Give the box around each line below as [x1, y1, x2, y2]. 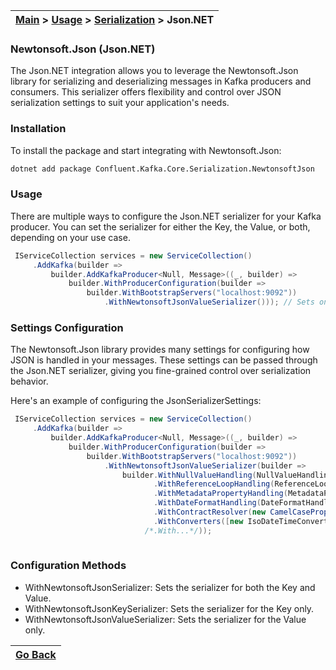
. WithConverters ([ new [153, 516, 244, 526]
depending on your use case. [10, 231, 131, 243]
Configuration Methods [10, 559, 127, 573]
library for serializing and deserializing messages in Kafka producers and [10, 75, 312, 88]
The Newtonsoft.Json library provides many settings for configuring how [10, 344, 310, 356]
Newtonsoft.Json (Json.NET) [10, 42, 156, 56]
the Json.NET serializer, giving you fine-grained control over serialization [10, 365, 312, 377]
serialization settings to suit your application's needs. [10, 97, 230, 109]
